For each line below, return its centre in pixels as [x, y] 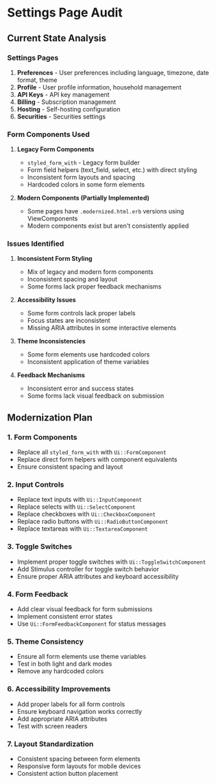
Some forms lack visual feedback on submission [96, 396]
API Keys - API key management [63, 94]
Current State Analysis [57, 38]
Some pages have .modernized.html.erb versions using [106, 211]
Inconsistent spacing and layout [72, 279]
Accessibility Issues [47, 300]
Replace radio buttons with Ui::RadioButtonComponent [93, 522]
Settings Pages [33, 58]
